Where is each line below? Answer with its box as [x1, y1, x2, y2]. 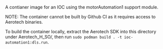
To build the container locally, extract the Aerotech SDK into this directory [5, 29, 157, 34]
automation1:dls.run [5, 40, 48, 45]
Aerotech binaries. [5, 19, 43, 25]
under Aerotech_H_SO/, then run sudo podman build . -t [5, 34, 122, 40]
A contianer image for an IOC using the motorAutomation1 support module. [5, 4, 159, 10]
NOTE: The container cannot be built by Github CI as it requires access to [5, 14, 156, 19]
